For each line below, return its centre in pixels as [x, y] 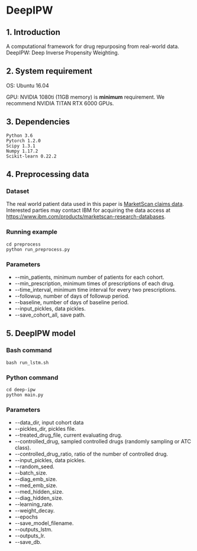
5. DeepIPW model [41, 333]
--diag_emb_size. [36, 479]
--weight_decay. [35, 511]
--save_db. [28, 542]
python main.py [25, 395]
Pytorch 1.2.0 [24, 141]
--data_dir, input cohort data [49, 423]
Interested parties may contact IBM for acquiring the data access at [88, 210]
